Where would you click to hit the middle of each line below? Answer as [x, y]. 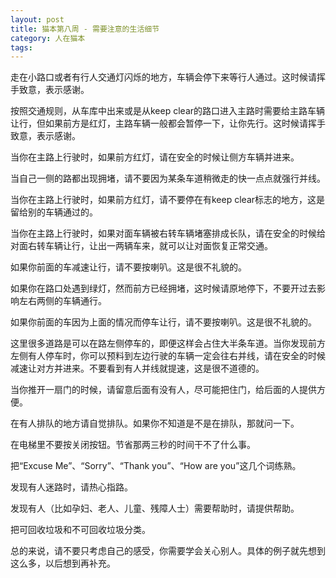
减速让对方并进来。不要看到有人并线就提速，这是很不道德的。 [137, 368]
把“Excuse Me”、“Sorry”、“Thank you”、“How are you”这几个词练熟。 [156, 466]
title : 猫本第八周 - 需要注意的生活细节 [85, 29]
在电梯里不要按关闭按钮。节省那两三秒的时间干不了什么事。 [133, 445]
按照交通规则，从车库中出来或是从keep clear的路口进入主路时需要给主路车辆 [168, 111]
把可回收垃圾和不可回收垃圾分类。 [80, 530]
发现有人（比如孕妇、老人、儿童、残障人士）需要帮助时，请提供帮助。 [155, 508]
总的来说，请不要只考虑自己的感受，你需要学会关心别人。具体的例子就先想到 [168, 551]
